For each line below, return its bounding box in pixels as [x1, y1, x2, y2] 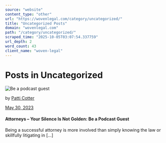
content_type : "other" [5, 12, 52, 17]
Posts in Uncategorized [5, 69, 103, 81]
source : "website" [5, 7, 43, 12]
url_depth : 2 [5, 39, 32, 44]
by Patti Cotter [5, 95, 35, 101]
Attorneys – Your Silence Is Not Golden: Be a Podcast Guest [5, 116, 129, 122]
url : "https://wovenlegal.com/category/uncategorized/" [5, 16, 123, 21]
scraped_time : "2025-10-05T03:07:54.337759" [5, 35, 98, 40]
